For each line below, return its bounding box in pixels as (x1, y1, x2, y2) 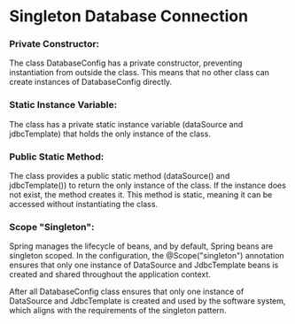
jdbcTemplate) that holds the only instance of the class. (9, 128, 211, 139)
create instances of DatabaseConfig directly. (9, 77, 173, 88)
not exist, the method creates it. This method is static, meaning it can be (9, 189, 273, 200)
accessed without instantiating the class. (9, 199, 158, 210)
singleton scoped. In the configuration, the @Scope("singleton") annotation (9, 251, 285, 261)
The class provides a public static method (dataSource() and (9, 171, 230, 181)
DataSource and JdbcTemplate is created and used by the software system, (9, 296, 286, 306)
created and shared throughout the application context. (9, 269, 211, 280)
